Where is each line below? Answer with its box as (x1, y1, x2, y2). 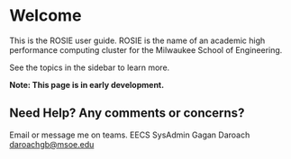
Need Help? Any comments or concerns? (9, 105, 245, 121)
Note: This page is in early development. (9, 79, 165, 90)
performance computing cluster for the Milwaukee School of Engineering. (9, 44, 283, 55)
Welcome (9, 5, 82, 26)
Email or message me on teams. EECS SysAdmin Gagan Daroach (9, 129, 250, 140)
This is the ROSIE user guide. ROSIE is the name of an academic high (9, 35, 266, 46)
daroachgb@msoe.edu (9, 138, 95, 149)
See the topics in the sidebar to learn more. (9, 62, 170, 73)
